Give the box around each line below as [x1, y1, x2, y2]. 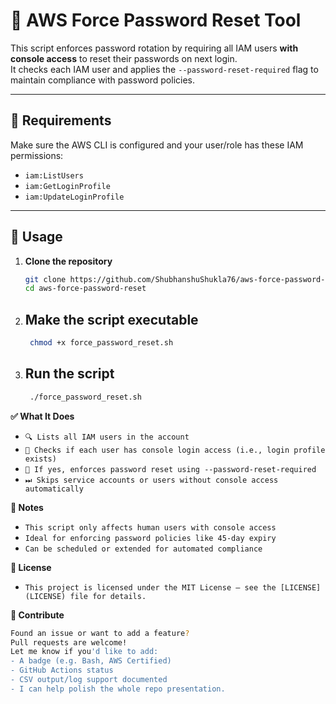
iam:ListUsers [24, 170, 84, 181]
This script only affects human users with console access [24, 522, 277, 533]
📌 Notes [10, 501, 44, 513]
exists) [24, 454, 57, 464]
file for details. [69, 591, 147, 601]
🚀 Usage [10, 229, 63, 246]
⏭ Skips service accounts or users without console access [24, 475, 279, 485]
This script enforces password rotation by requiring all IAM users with [10, 42, 299, 54]
